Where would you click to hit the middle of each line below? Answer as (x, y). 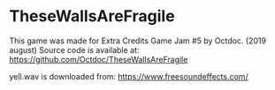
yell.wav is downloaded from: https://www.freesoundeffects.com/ (129, 76)
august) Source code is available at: (74, 49)
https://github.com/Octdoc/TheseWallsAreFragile (99, 59)
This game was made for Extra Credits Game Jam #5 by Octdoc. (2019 (138, 41)
